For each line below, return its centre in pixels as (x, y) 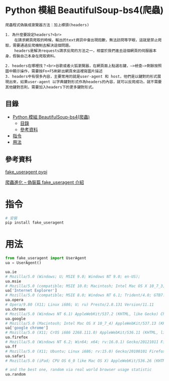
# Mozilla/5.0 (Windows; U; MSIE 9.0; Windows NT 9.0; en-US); (73, 276)
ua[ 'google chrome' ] (27, 328)
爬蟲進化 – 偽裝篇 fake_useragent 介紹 (45, 182)
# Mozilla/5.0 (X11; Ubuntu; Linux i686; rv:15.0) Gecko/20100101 (76, 351)
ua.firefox (17, 337)
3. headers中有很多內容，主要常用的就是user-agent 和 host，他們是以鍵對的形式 (81, 76)
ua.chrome (16, 309)
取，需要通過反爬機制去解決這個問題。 (39, 45)
